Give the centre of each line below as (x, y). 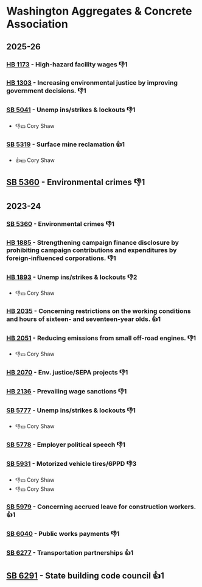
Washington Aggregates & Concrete (99, 11)
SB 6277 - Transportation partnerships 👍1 (70, 553)
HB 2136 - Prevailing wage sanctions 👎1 (67, 391)
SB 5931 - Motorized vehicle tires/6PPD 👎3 (71, 464)
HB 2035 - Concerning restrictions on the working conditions (99, 311)
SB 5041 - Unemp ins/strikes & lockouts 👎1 (71, 110)
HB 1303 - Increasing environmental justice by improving (92, 83)
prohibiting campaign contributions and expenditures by (92, 250)
